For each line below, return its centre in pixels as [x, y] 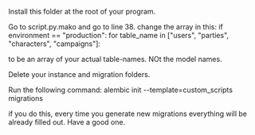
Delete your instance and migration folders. [79, 74]
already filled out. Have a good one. [67, 122]
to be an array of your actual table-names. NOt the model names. [115, 59]
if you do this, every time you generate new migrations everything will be [128, 114]
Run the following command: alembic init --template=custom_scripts [121, 90]
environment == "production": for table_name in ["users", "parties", [119, 35]
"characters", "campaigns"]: [55, 44]
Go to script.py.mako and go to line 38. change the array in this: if [116, 27]
